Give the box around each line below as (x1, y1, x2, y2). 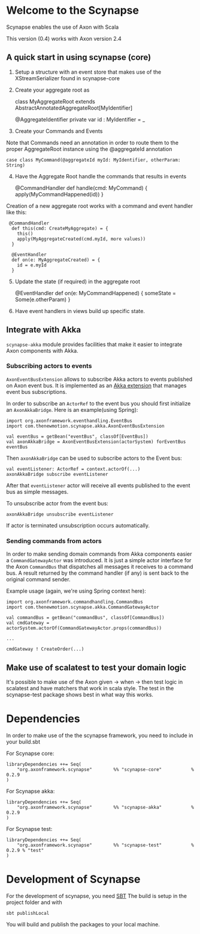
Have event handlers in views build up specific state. (14, 307, 146, 314)
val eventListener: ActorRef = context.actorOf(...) (6, 466, 141, 472)
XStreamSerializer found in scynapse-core (14, 74, 120, 81)
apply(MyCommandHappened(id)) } (14, 190, 104, 198)
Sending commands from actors (6, 536, 102, 545)
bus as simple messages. (6, 488, 69, 495)
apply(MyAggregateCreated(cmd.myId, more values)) (17, 236, 146, 242)
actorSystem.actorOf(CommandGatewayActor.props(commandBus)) (6, 625, 162, 632)
